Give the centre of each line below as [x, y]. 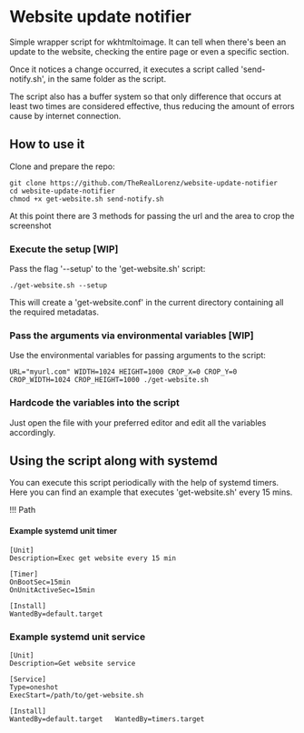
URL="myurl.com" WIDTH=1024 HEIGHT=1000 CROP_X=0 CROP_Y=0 [123, 372]
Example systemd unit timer [64, 531]
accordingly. [33, 432]
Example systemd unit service [78, 637]
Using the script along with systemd [113, 461]
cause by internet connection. [65, 115]
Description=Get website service [73, 663]
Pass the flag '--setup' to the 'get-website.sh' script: [108, 269]
